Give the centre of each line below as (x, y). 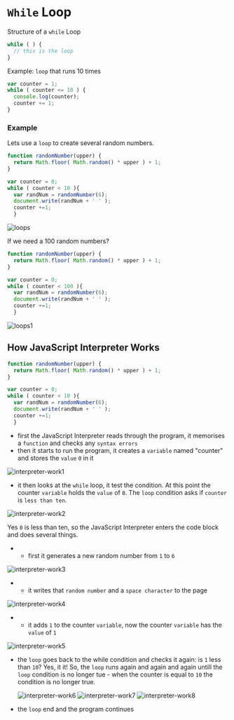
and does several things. (43, 534)
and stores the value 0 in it (55, 458)
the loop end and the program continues (76, 709)
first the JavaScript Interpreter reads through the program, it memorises (121, 435)
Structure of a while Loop (44, 32)
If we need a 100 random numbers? (58, 241)
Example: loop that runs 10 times (54, 71)
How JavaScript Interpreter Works (83, 348)
